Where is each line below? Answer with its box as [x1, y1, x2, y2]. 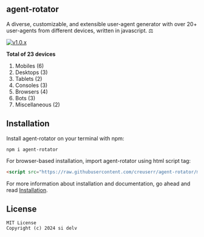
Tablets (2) [15, 75, 42, 82]
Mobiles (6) [15, 62, 44, 69]
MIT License [6, 220, 36, 226]
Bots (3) [15, 94, 35, 101]
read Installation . [6, 186, 48, 193]
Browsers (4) [15, 88, 48, 95]
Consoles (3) [15, 81, 48, 89]
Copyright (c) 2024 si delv [6, 225, 78, 232]
